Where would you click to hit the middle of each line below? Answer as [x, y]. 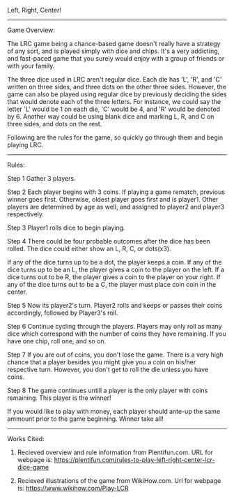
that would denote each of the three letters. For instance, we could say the [114, 102]
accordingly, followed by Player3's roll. [63, 313]
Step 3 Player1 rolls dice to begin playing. [66, 228]
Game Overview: [31, 30]
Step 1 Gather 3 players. [41, 178]
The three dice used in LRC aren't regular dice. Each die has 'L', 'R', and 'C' [115, 79]
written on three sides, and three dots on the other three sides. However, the [117, 87]
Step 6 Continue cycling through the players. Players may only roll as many [115, 326]
